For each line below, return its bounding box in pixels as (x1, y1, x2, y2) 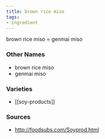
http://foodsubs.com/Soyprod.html (14, 126, 99, 133)
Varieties (6, 85, 32, 93)
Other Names (6, 51, 45, 59)
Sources (6, 112, 31, 121)
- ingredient (6, 19, 38, 25)
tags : (6, 14, 19, 20)
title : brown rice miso (6, 8, 65, 15)
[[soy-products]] (14, 98, 55, 105)
